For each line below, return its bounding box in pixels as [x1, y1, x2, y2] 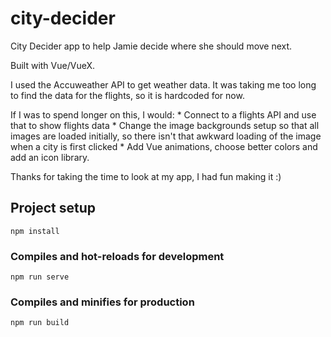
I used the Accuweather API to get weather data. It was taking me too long [10, 78, 317, 91]
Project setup [10, 200, 97, 217]
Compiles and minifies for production [10, 295, 195, 309]
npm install [10, 226, 60, 236]
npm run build [10, 318, 70, 328]
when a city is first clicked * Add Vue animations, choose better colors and [10, 140, 318, 152]
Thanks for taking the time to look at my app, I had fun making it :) [10, 170, 282, 182]
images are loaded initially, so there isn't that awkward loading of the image [10, 130, 322, 142]
